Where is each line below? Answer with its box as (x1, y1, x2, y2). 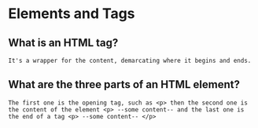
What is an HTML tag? (8, 36, 119, 49)
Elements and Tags (8, 5, 135, 23)
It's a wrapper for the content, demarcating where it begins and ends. (8, 57, 252, 64)
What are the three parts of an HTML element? (8, 78, 240, 91)
